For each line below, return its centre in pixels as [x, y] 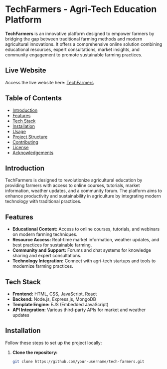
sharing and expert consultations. [47, 256]
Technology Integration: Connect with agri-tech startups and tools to [84, 261]
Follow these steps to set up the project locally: [54, 343]
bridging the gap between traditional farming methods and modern [74, 39]
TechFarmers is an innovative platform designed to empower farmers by [80, 33]
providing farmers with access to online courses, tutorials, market [73, 185]
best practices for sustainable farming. [52, 245]
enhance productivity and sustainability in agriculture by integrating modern [83, 196]
